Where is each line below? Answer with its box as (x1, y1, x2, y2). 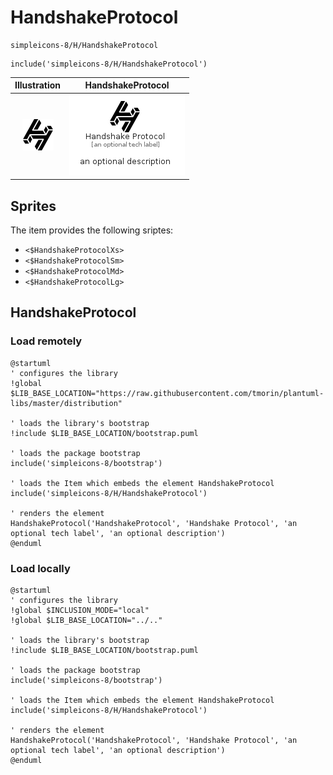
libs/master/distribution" (10, 398, 123, 408)
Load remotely (10, 334, 83, 348)
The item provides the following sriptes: (10, 224, 174, 236)
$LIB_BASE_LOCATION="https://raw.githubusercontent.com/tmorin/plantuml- (10, 388, 325, 398)
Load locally (10, 561, 71, 575)
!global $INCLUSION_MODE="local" (10, 605, 150, 615)
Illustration (14, 79, 62, 91)
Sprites (10, 197, 57, 215)
